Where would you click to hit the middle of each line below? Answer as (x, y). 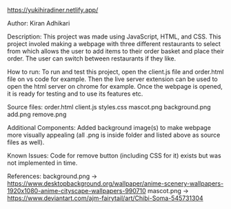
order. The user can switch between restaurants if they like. (92, 58)
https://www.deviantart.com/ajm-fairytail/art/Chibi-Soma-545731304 (105, 198)
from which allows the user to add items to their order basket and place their (116, 51)
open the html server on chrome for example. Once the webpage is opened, (115, 86)
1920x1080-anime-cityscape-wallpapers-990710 (77, 191)
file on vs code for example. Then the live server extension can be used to (113, 79)
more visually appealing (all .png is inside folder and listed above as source (114, 135)
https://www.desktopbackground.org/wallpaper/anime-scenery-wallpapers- (115, 184)
